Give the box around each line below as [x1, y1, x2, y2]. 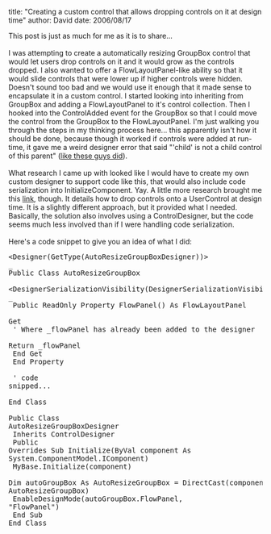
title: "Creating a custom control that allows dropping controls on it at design [8, 7, 262, 16]
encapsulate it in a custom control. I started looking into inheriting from [8, 91, 244, 100]
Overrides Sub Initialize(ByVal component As [8, 446, 192, 455]
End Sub [12, 511, 43, 519]
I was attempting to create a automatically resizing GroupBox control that [8, 48, 251, 57]
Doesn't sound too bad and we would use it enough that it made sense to [8, 82, 252, 92]
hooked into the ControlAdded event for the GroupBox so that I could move [8, 108, 257, 118]
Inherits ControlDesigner [12, 430, 115, 439]
